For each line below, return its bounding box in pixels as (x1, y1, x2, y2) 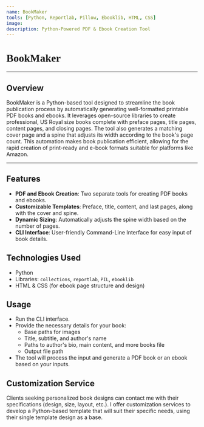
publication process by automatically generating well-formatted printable (6, 106, 189, 112)
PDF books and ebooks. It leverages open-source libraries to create (6, 112, 176, 119)
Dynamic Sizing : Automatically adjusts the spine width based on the (15, 216, 186, 223)
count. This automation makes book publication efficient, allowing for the (6, 138, 189, 145)
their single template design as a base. (6, 414, 103, 421)
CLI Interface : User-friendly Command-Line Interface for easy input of (15, 228, 192, 236)
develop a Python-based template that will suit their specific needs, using (6, 408, 190, 415)
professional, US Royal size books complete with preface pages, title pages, (6, 118, 197, 125)
